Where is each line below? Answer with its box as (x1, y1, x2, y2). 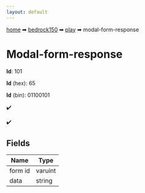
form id (9, 167, 31, 175)
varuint (35, 167, 56, 175)
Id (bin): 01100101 (6, 91, 50, 99)
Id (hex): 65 (6, 79, 35, 86)
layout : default (6, 9, 48, 15)
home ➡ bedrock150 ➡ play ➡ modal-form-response (6, 26, 139, 33)
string (35, 176, 53, 185)
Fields (6, 138, 31, 148)
